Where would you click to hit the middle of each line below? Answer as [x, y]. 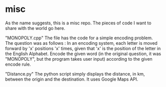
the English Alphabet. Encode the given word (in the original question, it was [83, 54]
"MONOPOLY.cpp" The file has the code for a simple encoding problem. [79, 38]
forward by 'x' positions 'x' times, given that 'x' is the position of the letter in [83, 48]
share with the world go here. [35, 28]
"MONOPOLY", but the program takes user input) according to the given [79, 59]
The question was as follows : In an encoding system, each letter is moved [81, 43]
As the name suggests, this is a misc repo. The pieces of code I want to [78, 23]
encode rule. [18, 64]
